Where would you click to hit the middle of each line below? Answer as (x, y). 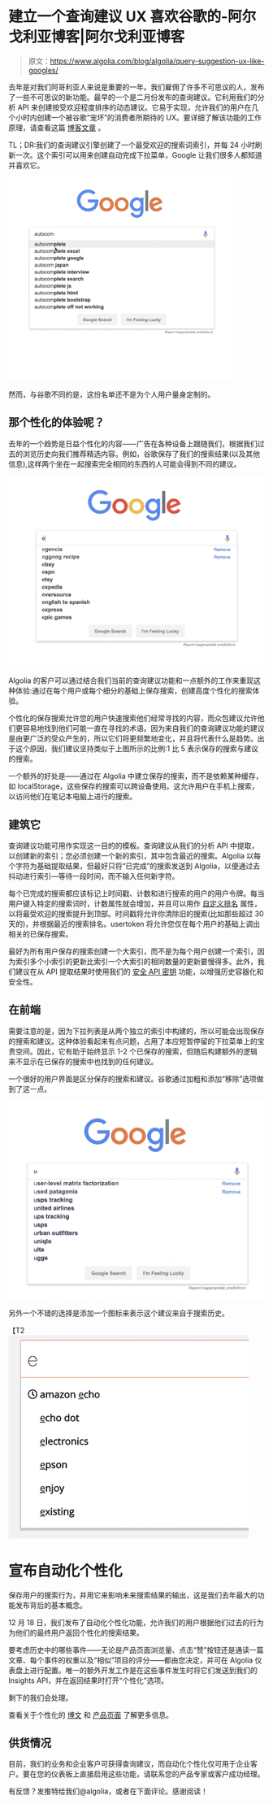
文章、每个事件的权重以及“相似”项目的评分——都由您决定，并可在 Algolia (131, 1660)
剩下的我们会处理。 (41, 1697)
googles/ (43, 70)
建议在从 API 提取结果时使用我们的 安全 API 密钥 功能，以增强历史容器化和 (139, 972)
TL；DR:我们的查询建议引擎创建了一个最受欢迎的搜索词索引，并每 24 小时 (132, 145)
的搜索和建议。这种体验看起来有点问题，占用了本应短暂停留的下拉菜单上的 (133, 1041)
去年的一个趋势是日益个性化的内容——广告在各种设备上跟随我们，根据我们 (133, 443)
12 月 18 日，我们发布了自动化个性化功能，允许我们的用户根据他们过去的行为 (136, 1622)
